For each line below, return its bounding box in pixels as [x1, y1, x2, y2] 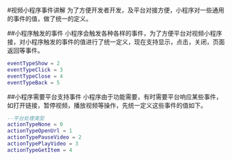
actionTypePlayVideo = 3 [7, 140, 79, 147]
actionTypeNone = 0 [7, 121, 64, 128]
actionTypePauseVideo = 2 [7, 134, 81, 141]
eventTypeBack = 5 [7, 79, 60, 86]
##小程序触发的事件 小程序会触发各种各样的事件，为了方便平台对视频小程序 [7, 30, 222, 37]
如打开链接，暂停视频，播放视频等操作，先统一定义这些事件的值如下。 [7, 101, 207, 109]
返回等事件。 [7, 47, 43, 54]
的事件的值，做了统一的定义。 [7, 14, 92, 23]
